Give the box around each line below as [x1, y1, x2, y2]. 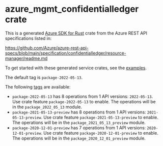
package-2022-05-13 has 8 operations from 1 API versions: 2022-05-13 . [12, 93, 153, 99]
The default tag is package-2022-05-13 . [5, 74, 83, 80]
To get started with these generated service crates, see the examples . [5, 65, 147, 71]
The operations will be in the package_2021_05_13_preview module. [12, 119, 146, 125]
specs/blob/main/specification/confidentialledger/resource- [5, 50, 127, 56]
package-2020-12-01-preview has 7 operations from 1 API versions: [12, 124, 146, 131]
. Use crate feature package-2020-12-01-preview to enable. [41, 130, 159, 136]
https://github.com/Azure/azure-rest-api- [5, 45, 89, 51]
